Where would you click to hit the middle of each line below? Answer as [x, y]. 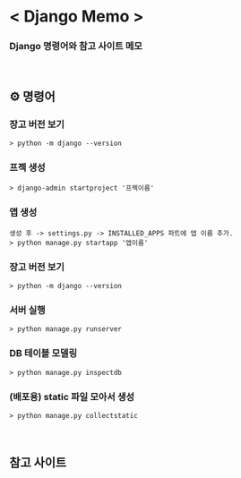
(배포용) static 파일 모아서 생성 [72, 397]
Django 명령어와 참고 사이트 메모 [76, 47]
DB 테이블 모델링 [43, 354]
